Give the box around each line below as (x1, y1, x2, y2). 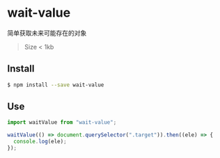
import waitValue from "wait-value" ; (7, 119, 117, 126)
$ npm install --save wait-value (7, 81, 104, 88)
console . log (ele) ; (13, 138, 68, 145)
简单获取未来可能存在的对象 (7, 29, 87, 37)
